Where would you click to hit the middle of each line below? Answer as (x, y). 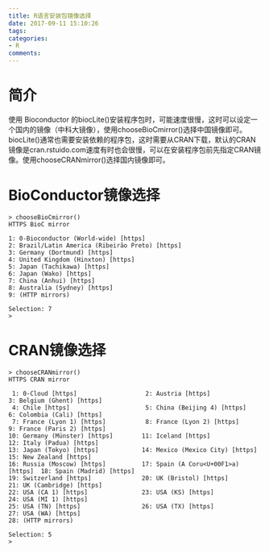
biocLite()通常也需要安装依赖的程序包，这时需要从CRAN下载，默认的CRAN (132, 139)
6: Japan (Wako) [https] (50, 274)
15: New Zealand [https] (50, 457)
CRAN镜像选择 (57, 351)
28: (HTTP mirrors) (41, 521)
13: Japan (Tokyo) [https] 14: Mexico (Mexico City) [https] (133, 450)
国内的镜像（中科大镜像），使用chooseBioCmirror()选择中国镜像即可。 (131, 129)
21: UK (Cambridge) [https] (56, 485)
